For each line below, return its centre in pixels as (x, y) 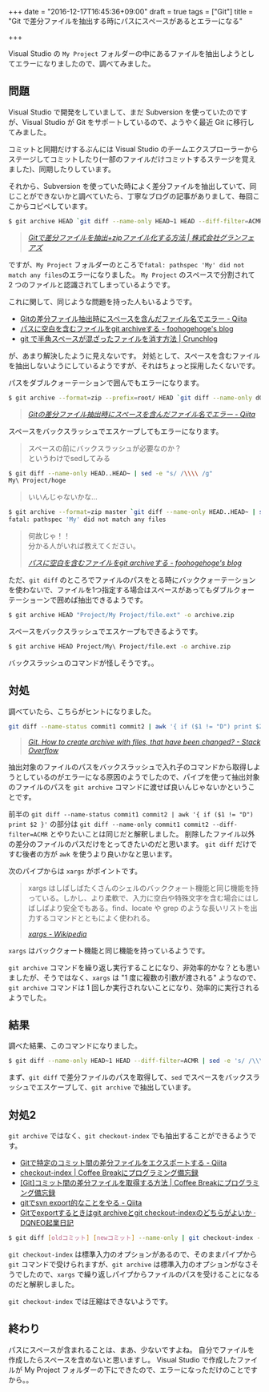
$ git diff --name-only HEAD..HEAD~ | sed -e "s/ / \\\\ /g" (111, 473)
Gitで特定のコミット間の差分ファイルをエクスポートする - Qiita (123, 1163)
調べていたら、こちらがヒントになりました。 (82, 711)
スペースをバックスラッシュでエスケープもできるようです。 (105, 631)
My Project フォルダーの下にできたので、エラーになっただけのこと (134, 1370)
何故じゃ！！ (49, 536)
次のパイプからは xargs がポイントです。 (75, 871)
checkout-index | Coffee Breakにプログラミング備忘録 (109, 1173)
